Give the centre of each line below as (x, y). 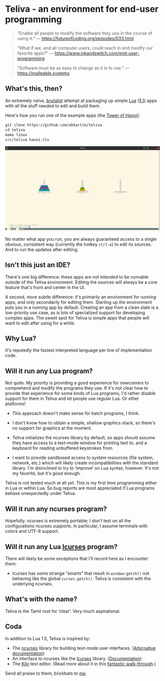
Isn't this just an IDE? (38, 265)
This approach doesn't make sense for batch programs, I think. (76, 413)
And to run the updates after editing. (42, 249)
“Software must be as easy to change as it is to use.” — (73, 68)
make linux (16, 135)
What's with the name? (41, 599)
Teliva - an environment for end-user (82, 9)
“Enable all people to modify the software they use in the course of (85, 33)
